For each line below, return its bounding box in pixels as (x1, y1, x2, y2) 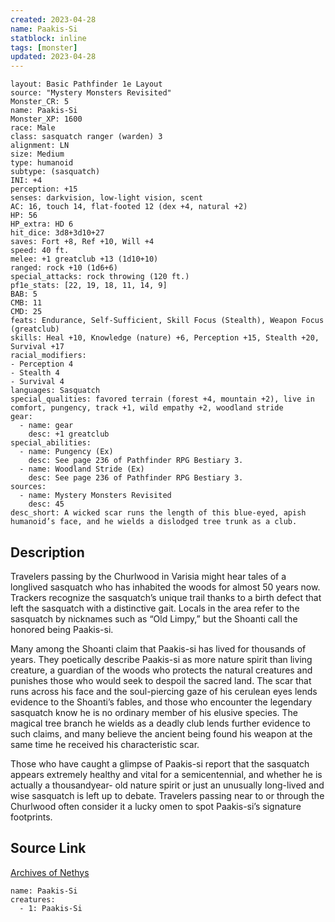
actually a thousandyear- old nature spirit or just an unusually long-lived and (10, 779, 325, 791)
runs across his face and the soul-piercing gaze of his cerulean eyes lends (10, 685, 318, 697)
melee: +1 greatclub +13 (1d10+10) (10, 254, 159, 265)
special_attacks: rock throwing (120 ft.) (10, 272, 190, 282)
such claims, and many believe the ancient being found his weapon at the (10, 727, 313, 740)
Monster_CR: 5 (10, 97, 70, 107)
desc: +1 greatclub (28, 429, 110, 440)
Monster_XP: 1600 (10, 114, 83, 125)
